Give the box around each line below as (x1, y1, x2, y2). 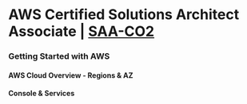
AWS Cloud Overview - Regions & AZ (8, 70, 133, 80)
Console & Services (8, 89, 75, 98)
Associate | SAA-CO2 (8, 22, 154, 40)
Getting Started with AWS (8, 51, 110, 62)
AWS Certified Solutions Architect (8, 6, 240, 24)
